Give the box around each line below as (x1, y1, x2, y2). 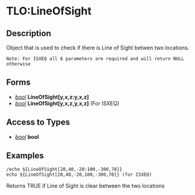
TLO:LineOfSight (6, 4, 92, 18)
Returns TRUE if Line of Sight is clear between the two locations (6, 182, 166, 190)
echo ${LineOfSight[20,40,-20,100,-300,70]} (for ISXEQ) (6, 172, 152, 178)
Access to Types (6, 117, 70, 128)
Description (6, 28, 51, 39)
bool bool (14, 133, 39, 140)
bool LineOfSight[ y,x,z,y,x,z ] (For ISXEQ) (14, 99, 120, 107)
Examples (6, 150, 44, 161)
